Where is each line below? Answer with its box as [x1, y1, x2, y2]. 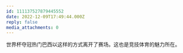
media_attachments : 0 [6, 24, 59, 31]
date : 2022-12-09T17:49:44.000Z [6, 14, 85, 20]
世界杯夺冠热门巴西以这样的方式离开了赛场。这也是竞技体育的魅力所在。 [6, 41, 180, 48]
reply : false [6, 19, 38, 25]
